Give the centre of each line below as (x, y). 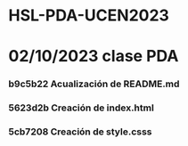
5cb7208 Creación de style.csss (80, 132)
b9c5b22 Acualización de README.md (94, 84)
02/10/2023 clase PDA (94, 57)
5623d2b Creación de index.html (82, 108)
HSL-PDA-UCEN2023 (89, 16)
